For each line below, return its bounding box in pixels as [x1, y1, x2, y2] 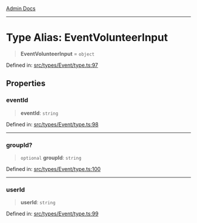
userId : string [20, 199, 56, 206]
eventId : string [20, 109, 59, 116]
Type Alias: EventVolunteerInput [6, 31, 168, 44]
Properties [6, 78, 46, 88]
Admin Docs [6, 5, 36, 12]
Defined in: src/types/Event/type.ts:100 [6, 165, 101, 172]
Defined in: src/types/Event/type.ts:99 [6, 210, 98, 217]
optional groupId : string [20, 154, 82, 161]
